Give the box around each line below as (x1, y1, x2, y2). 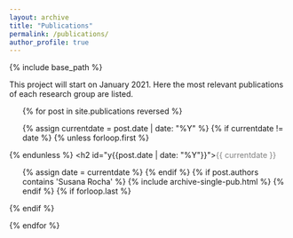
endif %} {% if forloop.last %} (21, 186, 131, 196)
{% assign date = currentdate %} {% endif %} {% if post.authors (21, 167, 259, 178)
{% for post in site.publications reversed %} (21, 106, 183, 116)
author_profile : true (9, 37, 90, 47)
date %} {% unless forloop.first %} (21, 132, 149, 143)
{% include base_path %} (9, 62, 103, 73)
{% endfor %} (9, 220, 60, 231)
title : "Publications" (9, 21, 93, 30)
